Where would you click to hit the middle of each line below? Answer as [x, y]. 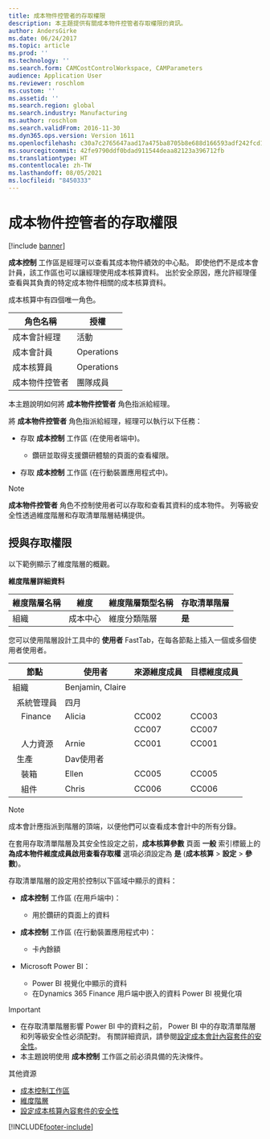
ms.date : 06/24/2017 [43, 38]
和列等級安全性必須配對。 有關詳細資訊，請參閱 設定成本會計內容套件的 [137, 1036]
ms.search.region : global [51, 106]
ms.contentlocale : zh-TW [50, 166]
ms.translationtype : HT [48, 158]
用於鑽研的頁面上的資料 [71, 914]
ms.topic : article [39, 46]
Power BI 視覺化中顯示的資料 [80, 983]
